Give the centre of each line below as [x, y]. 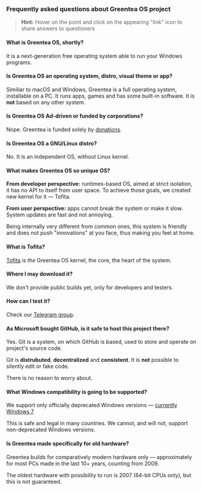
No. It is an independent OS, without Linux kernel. [68, 157]
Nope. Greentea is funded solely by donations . [64, 129]
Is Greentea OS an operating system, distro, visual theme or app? [90, 76]
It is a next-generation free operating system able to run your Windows [94, 55]
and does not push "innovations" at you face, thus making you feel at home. [100, 233]
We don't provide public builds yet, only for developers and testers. [90, 287]
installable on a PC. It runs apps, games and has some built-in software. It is [100, 96]
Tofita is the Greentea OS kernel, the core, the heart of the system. [89, 260]
